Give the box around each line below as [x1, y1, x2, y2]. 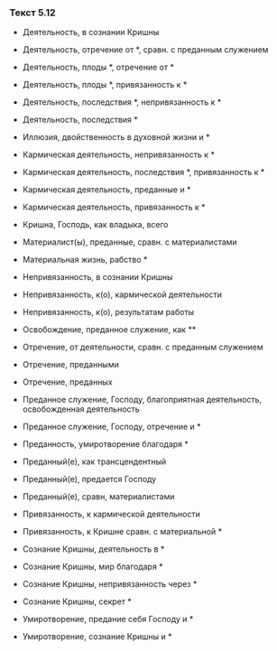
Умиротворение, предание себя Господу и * [22, 614, 194, 625]
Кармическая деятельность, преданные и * [22, 184, 191, 195]
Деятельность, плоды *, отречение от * [22, 61, 174, 73]
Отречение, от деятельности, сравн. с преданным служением [22, 341, 263, 353]
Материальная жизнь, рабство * [22, 255, 148, 265]
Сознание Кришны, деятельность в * [22, 544, 165, 554]
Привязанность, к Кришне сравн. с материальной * [22, 526, 223, 537]
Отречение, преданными [22, 359, 119, 370]
